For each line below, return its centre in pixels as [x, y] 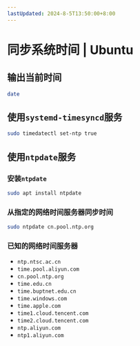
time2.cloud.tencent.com [53, 321]
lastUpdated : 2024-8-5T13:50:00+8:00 [61, 13]
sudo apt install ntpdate [44, 193]
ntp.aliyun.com [39, 328]
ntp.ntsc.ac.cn [39, 262]
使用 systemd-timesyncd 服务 [65, 117]
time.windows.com [42, 299]
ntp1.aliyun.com [40, 336]
